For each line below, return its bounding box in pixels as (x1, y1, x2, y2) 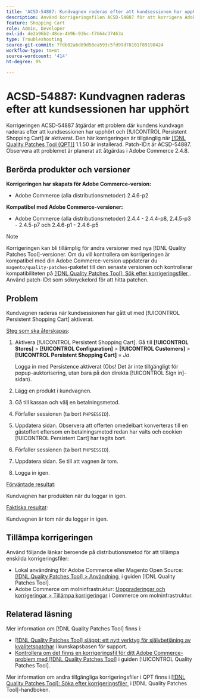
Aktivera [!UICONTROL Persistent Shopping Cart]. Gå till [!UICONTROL (14, 339, 189, 346)
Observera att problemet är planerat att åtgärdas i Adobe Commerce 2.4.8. (6, 147, 189, 154)
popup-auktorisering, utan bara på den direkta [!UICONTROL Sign (14, 369, 177, 376)
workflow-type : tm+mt (6, 48, 60, 54)
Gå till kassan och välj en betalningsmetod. (14, 399, 120, 406)
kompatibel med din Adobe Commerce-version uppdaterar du (6, 257, 158, 264)
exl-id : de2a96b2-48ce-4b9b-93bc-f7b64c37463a (6, 31, 124, 37)
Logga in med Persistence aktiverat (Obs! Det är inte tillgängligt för (14, 363, 179, 370)
